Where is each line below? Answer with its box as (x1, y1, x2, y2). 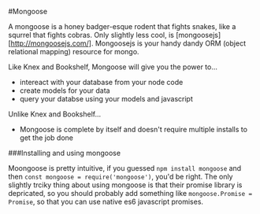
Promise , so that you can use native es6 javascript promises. (8, 197, 203, 206)
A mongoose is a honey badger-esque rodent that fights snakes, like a (8, 22, 236, 31)
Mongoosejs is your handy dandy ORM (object (95, 39, 247, 48)
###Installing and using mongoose (8, 149, 121, 157)
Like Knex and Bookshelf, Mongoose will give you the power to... (8, 62, 218, 72)
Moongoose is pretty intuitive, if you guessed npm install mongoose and (8, 164, 242, 172)
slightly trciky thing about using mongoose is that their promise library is (8, 180, 243, 190)
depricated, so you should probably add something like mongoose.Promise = (8, 189, 253, 197)
